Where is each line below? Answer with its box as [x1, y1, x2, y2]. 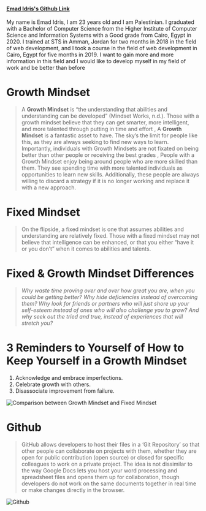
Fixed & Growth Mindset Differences [6, 267, 194, 281]
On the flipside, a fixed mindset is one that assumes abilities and [21, 225, 184, 233]
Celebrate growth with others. [15, 380, 91, 388]
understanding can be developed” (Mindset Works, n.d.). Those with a [21, 112, 199, 119]
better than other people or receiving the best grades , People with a [21, 151, 195, 159]
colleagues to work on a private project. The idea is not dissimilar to [21, 460, 193, 467]
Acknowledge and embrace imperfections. [15, 374, 123, 381]
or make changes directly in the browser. [21, 486, 125, 493]
